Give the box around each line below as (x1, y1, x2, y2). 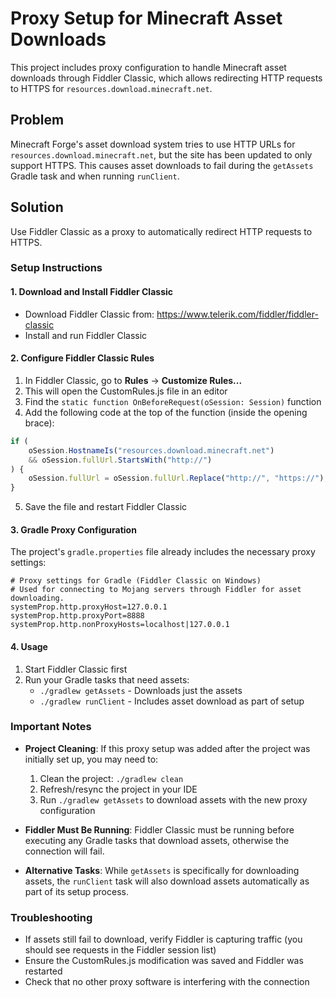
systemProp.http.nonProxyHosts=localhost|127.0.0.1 (10, 620, 230, 630)
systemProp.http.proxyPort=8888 (10, 611, 145, 621)
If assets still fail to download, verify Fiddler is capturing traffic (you (24, 933, 303, 946)
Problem (10, 112, 65, 129)
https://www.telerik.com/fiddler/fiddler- (156, 308, 319, 320)
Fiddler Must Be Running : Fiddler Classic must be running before (24, 823, 295, 836)
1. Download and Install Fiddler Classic (10, 286, 174, 298)
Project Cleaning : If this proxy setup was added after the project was (24, 742, 311, 754)
